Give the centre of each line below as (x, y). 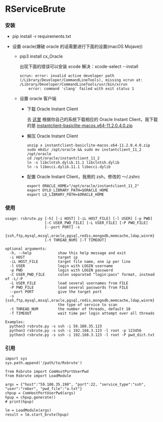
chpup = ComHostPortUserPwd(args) (41, 393)
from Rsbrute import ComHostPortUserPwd (47, 372)
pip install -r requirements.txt (41, 36)
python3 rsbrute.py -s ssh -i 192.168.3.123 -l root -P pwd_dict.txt (82, 335)
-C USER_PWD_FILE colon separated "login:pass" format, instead (82, 274)
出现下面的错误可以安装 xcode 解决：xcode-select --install (79, 66)
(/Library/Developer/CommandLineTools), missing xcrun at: (81, 80)
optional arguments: (26, 249)
